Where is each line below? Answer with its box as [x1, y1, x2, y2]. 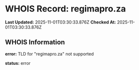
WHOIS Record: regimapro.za [5, 3, 126, 14]
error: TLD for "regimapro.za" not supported [5, 51, 94, 57]
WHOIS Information [5, 38, 65, 47]
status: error [5, 60, 31, 66]
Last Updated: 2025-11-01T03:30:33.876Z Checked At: [5, 19, 116, 25]
